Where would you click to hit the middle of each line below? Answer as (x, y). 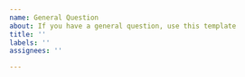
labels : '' (30, 43)
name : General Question (54, 17)
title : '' (28, 34)
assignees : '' (36, 51)
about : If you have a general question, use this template (123, 26)
